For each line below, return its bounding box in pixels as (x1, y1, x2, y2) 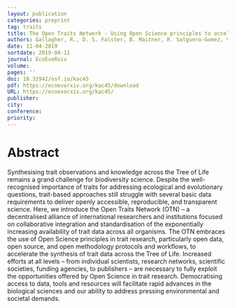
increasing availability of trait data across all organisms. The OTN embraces (7, 227, 225, 235)
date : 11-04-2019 (7, 43, 58, 50)
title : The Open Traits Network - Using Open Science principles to (7, 29, 211, 37)
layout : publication (7, 10, 68, 17)
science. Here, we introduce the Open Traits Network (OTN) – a (7, 204, 190, 213)
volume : (7, 62, 30, 69)
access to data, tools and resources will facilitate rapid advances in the (7, 279, 212, 288)
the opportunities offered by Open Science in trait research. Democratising (7, 272, 222, 280)
